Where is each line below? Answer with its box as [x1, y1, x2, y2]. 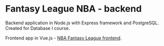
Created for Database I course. [5, 25, 70, 31]
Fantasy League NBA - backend [5, 3, 142, 15]
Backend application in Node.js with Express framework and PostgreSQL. [5, 20, 159, 26]
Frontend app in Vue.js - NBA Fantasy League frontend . [5, 35, 122, 41]
